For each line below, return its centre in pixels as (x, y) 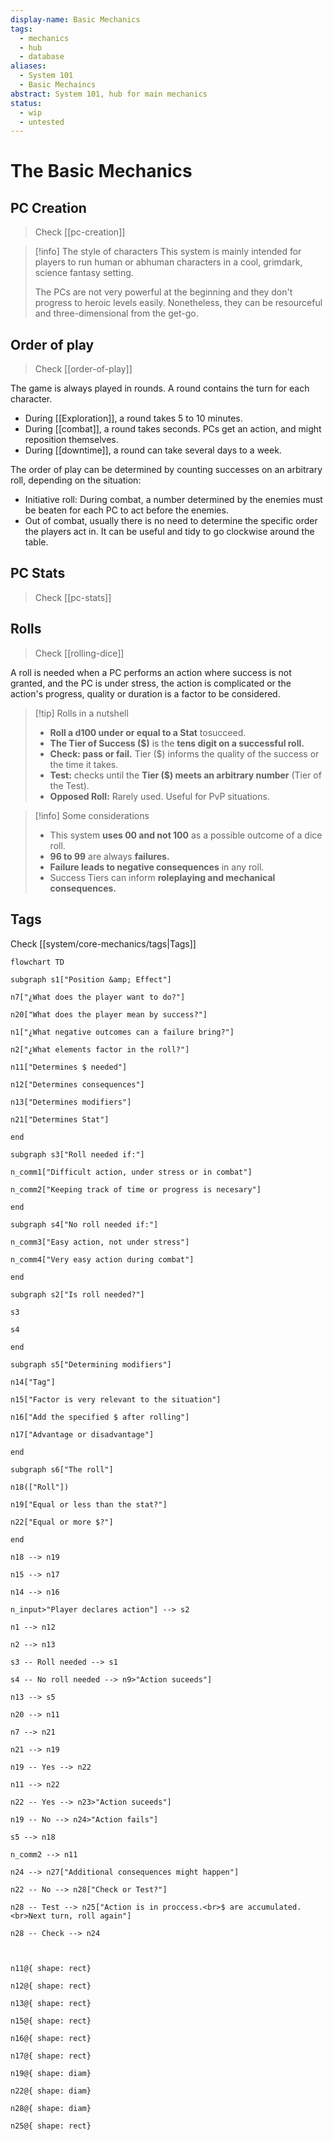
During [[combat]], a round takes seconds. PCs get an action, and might (173, 429)
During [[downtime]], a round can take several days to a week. (153, 450)
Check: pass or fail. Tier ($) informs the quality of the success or (184, 753)
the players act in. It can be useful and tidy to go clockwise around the (169, 532)
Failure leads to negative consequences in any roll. (157, 867)
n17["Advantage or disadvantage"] (82, 1434)
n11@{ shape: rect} (51, 1968)
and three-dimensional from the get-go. (116, 313)
